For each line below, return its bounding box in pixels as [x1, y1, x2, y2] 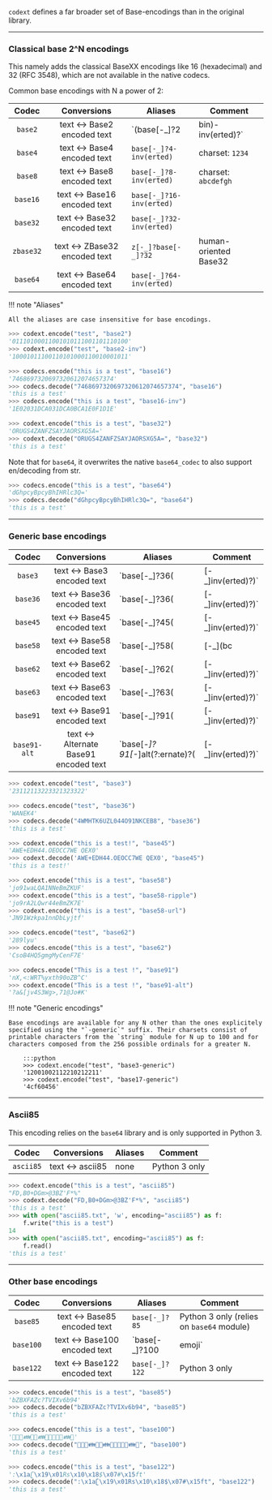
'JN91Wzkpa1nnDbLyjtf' [8, 914, 85, 922]
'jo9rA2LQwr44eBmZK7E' [8, 899, 85, 907]
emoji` [179, 1339, 203, 1350]
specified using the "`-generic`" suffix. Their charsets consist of [8, 1026, 249, 1034]
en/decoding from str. [8, 466, 81, 475]
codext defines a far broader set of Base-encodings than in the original [8, 7, 244, 16]
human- [198, 235, 231, 247]
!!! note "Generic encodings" [8, 1004, 104, 1013]
